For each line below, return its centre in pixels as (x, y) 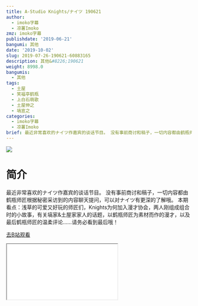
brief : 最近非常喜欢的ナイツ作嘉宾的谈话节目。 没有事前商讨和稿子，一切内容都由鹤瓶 (98, 133)
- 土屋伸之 (23, 105)
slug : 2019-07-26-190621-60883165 (49, 56)
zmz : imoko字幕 (24, 34)
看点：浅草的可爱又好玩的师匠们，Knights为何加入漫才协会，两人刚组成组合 (98, 207)
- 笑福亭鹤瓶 (25, 94)
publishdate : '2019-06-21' (39, 39)
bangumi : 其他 (23, 45)
